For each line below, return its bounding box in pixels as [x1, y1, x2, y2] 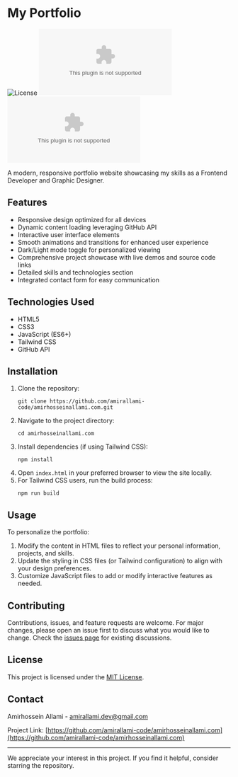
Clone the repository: [17, 384, 80, 393]
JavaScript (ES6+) [17, 330, 72, 338]
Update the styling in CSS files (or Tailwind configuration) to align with [17, 557, 223, 565]
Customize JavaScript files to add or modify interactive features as [17, 572, 212, 580]
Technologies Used [7, 296, 94, 309]
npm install [17, 456, 53, 464]
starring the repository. [7, 761, 74, 769]
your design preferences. [17, 564, 92, 572]
